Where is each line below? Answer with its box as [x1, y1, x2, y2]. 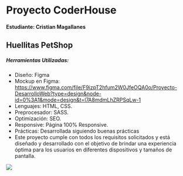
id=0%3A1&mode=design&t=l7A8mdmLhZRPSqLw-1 [14, 96, 141, 103]
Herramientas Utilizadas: [6, 56, 69, 63]
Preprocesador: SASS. [14, 109, 69, 116]
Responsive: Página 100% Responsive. [14, 121, 109, 128]
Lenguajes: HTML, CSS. [14, 103, 72, 110]
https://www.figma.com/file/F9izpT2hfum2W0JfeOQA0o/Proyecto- [14, 84, 178, 91]
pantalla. [14, 153, 36, 160]
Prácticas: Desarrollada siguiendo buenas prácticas [14, 127, 140, 135]
